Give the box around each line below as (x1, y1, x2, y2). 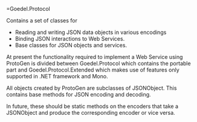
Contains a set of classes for (6, 17, 77, 24)
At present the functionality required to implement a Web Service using (6, 53, 183, 60)
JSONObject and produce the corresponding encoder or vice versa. (6, 109, 175, 116)
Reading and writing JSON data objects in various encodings (15, 29, 167, 36)
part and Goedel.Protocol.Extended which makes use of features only (6, 66, 179, 73)
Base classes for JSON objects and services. (15, 42, 128, 49)
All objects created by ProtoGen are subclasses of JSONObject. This (6, 84, 177, 92)
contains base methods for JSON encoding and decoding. (6, 91, 151, 98)
